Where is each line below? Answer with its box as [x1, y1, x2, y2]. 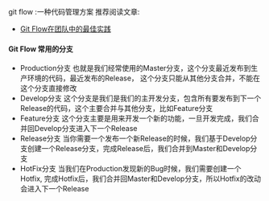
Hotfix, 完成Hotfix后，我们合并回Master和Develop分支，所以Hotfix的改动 [19, 174, 262, 183]
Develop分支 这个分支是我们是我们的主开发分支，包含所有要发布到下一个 [19, 93, 262, 103]
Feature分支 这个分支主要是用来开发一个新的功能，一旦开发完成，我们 [19, 113, 252, 123]
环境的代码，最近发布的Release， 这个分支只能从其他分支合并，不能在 [27, 73, 260, 83]
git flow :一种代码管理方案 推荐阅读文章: [8, 7, 140, 16]
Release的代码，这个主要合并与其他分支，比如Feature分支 [19, 104, 213, 113]
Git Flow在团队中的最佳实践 [19, 24, 111, 34]
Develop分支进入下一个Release [34, 124, 138, 133]
